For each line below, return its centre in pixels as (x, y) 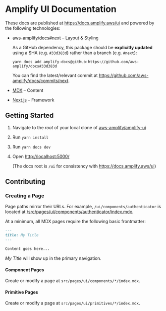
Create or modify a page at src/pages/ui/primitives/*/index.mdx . (73, 303)
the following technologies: (33, 28)
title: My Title (22, 235)
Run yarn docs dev (31, 147)
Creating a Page (25, 196)
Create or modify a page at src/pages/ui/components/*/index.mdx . (73, 281)
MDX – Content (28, 90)
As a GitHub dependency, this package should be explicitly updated (82, 47)
